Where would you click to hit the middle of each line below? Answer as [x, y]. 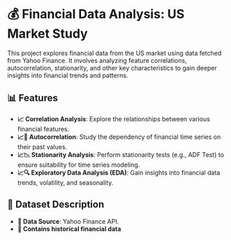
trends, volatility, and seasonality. [65, 182]
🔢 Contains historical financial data [69, 229]
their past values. [42, 147]
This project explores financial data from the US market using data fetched [114, 53]
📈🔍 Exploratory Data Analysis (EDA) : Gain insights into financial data [119, 172]
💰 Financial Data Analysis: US [96, 14]
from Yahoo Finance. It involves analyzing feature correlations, [97, 60]
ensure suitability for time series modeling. [79, 165]
